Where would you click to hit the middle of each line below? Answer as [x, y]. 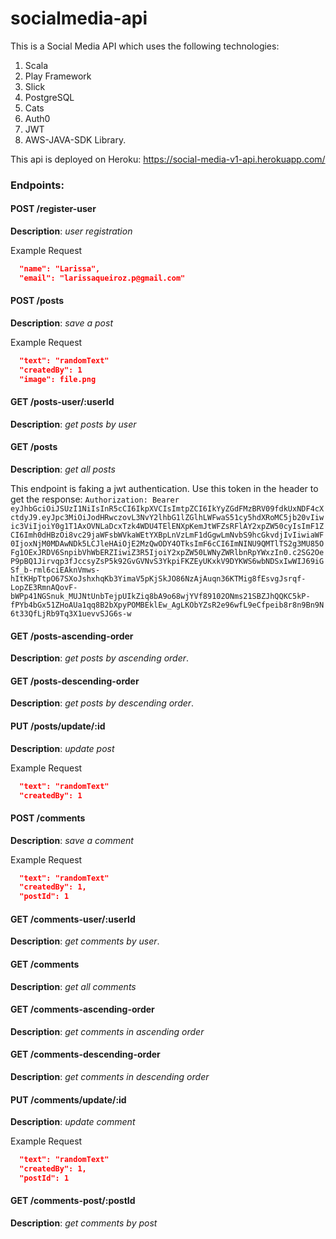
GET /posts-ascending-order [72, 636]
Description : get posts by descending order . [102, 703]
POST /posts [37, 301]
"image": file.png [58, 379]
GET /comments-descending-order [85, 1054]
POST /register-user [53, 209]
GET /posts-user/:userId [62, 402]
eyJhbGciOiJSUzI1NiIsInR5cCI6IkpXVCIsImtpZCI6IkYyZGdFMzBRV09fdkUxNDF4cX [167, 509]
